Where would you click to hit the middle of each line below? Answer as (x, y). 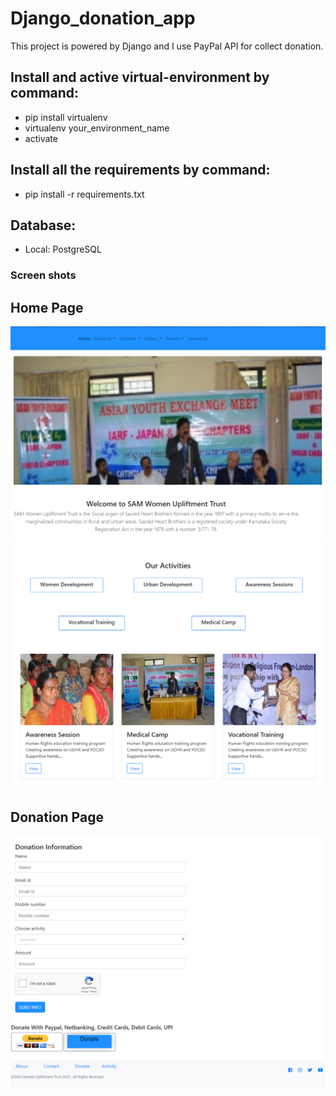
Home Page (47, 307)
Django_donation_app (103, 18)
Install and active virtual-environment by (140, 77)
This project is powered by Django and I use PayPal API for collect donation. (167, 46)
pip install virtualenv (66, 117)
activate (41, 138)
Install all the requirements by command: (140, 170)
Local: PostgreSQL (63, 249)
